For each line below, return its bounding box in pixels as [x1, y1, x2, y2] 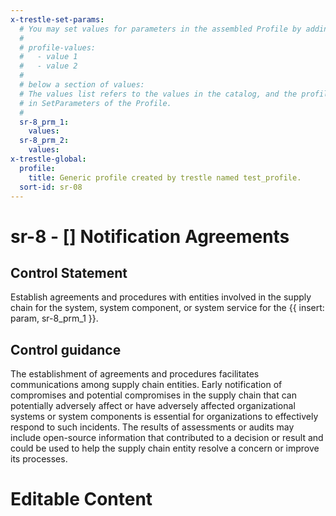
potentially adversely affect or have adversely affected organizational [10, 400, 296, 412]
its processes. [10, 453, 68, 465]
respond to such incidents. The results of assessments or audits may [10, 421, 295, 433]
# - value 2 [19, 61, 78, 71]
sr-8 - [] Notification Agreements [10, 225, 290, 248]
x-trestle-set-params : [10, 14, 105, 25]
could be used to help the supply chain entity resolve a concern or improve [10, 442, 320, 455]
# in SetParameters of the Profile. [19, 98, 172, 108]
